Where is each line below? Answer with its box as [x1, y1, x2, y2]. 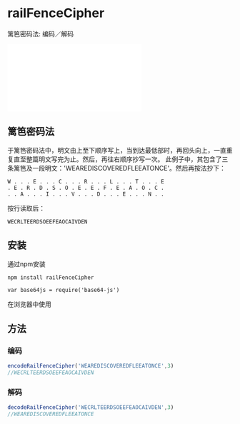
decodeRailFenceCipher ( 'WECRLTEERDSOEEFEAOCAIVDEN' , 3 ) [7, 404, 174, 411]
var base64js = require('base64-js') [7, 286, 120, 293]
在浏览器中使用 [7, 300, 51, 308]
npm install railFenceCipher [7, 273, 94, 281]
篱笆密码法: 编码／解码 [7, 29, 74, 38]
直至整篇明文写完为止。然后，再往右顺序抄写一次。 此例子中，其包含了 [13, 155, 222, 163]
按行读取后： [7, 203, 45, 212]
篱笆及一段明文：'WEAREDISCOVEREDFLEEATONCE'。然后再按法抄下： [13, 163, 226, 172]
